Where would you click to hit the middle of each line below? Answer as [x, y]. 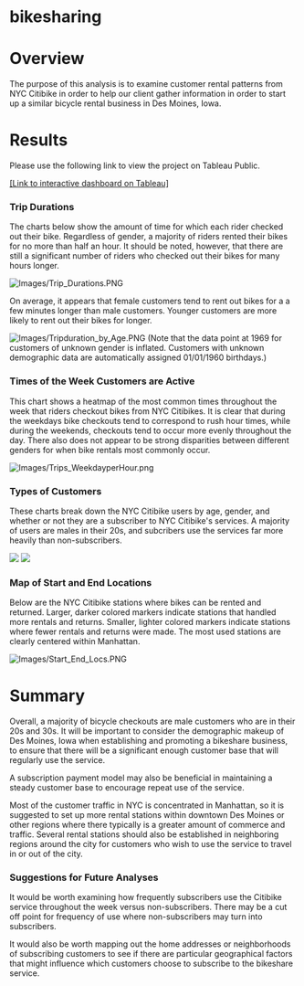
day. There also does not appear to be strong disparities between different [149, 440]
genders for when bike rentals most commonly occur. [110, 450]
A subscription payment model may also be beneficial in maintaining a [141, 778]
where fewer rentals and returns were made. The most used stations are [145, 631]
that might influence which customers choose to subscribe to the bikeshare [152, 964]
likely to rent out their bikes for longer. [81, 321]
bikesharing [56, 17]
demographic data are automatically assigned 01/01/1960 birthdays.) [138, 357]
